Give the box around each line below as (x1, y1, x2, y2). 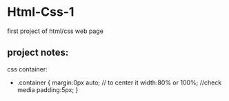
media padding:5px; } (17, 85, 79, 93)
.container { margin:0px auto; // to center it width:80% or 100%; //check (17, 78, 222, 87)
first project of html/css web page (7, 27, 103, 35)
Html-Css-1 (7, 4, 74, 20)
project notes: (7, 47, 69, 58)
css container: (7, 65, 48, 73)
